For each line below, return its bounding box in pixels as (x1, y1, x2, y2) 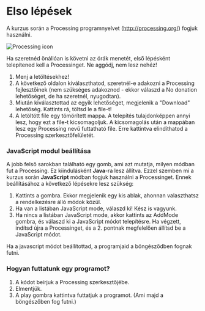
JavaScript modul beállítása (6, 147, 91, 155)
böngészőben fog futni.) (15, 298, 76, 305)
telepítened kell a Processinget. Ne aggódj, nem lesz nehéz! (6, 61, 157, 68)
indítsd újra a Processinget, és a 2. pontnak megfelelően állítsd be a (15, 224, 186, 232)
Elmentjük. (15, 285, 42, 292)
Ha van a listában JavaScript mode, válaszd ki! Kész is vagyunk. (15, 205, 177, 212)
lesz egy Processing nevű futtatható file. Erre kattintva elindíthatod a (15, 125, 188, 132)
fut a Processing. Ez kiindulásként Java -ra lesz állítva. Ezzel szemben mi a (6, 167, 194, 175)
